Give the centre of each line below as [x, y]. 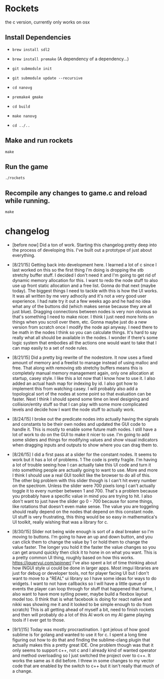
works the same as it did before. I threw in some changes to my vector [83, 661]
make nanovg [24, 116]
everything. [24, 256]
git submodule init [32, 69]
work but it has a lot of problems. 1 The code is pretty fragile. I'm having [85, 460]
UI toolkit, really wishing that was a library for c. [60, 522]
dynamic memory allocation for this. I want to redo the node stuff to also [85, 281]
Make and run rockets [39, 141]
